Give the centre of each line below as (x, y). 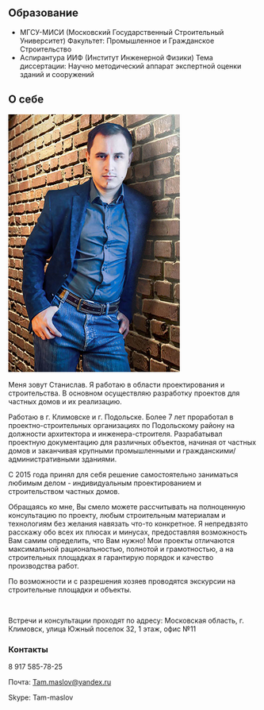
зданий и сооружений (57, 74)
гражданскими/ (209, 450)
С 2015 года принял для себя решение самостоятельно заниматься (123, 474)
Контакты (29, 649)
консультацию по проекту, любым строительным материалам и (117, 515)
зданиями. (99, 459)
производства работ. (44, 565)
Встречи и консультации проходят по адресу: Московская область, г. (126, 620)
